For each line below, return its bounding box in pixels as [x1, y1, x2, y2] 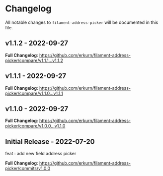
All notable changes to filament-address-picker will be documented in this [5, 19, 159, 25]
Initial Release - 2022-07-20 [5, 137, 95, 146]
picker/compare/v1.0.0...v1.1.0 [5, 123, 66, 129]
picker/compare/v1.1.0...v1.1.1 [5, 90, 63, 96]
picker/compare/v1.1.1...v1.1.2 [5, 58, 64, 63]
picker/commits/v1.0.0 [5, 166, 51, 172]
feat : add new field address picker [5, 151, 77, 157]
